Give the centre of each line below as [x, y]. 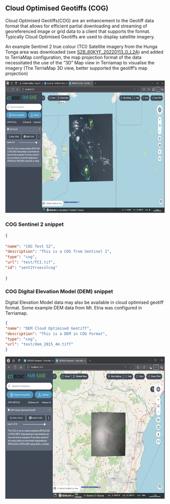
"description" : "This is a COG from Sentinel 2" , [59, 252]
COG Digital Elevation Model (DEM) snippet [59, 291]
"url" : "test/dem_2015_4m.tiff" [39, 344]
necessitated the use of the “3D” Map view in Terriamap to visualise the [80, 62]
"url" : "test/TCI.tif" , [30, 262]
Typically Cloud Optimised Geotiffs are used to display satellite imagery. [80, 36]
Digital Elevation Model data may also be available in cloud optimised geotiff [84, 302]
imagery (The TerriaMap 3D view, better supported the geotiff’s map [76, 68]
